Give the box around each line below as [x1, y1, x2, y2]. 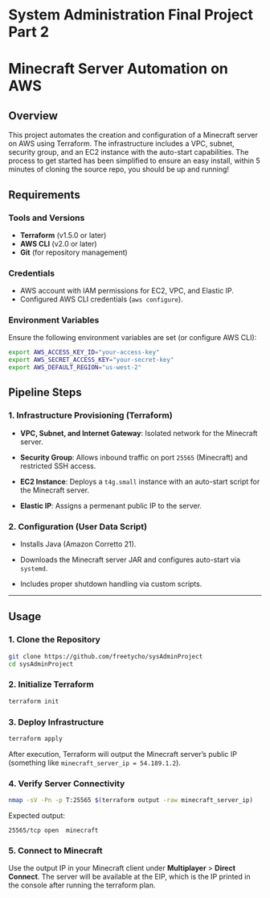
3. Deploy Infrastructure [8, 716, 104, 727]
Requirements [8, 188, 80, 202]
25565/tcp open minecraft [8, 826, 99, 835]
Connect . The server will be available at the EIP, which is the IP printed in [8, 872, 251, 882]
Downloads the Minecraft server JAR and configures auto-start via [19, 555, 241, 565]
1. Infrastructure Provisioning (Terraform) [8, 410, 173, 421]
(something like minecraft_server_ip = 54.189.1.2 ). [8, 758, 181, 767]
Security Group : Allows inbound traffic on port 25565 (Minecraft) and [19, 452, 247, 462]
